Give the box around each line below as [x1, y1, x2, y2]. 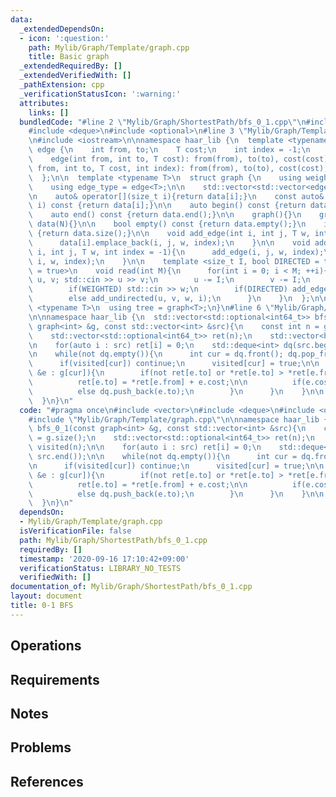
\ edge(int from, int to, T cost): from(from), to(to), [28, 154, 280, 164]
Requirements [10, 671, 100, 688]
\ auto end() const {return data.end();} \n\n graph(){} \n [28, 210, 302, 220]
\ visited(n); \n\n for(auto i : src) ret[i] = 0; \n [28, 442, 262, 453]
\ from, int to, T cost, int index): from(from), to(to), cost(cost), [28, 163, 329, 173]
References [10, 773, 84, 790]
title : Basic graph [28, 52, 110, 62]
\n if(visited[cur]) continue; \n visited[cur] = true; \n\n [28, 461, 325, 471]
